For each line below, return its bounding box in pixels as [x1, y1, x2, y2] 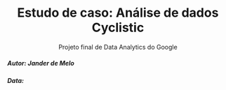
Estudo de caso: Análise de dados [17, 5, 219, 21]
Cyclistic [91, 20, 145, 36]
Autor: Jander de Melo [7, 59, 75, 67]
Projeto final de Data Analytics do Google [58, 43, 178, 51]
